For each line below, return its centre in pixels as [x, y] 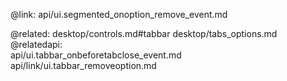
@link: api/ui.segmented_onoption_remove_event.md [119, 14]
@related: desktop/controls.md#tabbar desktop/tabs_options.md [144, 33]
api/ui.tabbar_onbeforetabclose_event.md [96, 55]
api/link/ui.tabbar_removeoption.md [83, 65]
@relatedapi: [36, 44]
